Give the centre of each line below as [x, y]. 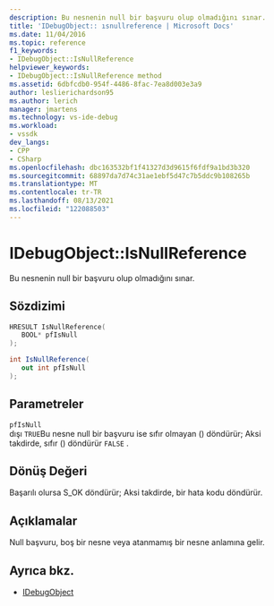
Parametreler [47, 404]
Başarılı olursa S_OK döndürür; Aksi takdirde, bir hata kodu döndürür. [136, 492]
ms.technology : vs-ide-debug [64, 117]
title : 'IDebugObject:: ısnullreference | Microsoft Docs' [122, 26]
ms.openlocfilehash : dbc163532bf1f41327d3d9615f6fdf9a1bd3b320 [130, 167]
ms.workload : [34, 126]
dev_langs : [30, 142]
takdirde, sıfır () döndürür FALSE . [69, 443]
